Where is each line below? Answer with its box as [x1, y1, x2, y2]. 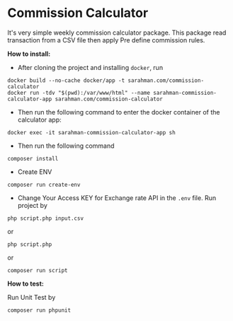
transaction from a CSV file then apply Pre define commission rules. [7, 35, 205, 44]
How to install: [7, 49, 51, 58]
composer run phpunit [7, 306, 72, 314]
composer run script [7, 267, 69, 274]
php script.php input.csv [7, 214, 84, 222]
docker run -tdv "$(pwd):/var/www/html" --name [7, 89, 151, 96]
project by [17, 201, 48, 209]
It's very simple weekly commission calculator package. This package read [7, 28, 227, 37]
